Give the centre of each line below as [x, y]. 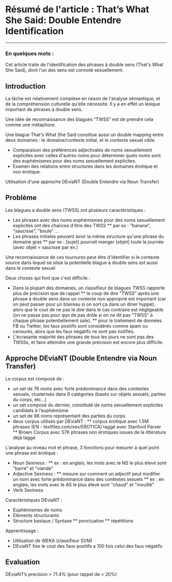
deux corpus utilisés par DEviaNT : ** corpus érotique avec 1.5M [81, 421]
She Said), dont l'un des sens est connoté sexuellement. [64, 70]
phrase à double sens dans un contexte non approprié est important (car [89, 298]
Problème [21, 198]
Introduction [26, 86]
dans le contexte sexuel [30, 268]
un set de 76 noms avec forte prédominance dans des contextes [81, 389]
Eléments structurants [36, 515]
